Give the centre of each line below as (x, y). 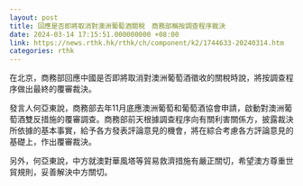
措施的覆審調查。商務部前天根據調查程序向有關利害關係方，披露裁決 (167, 120)
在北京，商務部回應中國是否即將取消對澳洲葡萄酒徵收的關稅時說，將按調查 (147, 78)
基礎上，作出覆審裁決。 (53, 142)
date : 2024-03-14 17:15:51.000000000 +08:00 (94, 34)
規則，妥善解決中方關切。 (64, 173)
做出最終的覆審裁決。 (56, 89)
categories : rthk (42, 51)
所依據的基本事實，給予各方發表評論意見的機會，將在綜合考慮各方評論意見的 (151, 130)
